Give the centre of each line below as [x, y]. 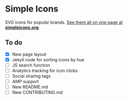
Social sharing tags [31, 76]
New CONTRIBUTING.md [37, 92]
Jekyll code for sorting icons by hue [48, 59]
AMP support [25, 82]
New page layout [29, 54]
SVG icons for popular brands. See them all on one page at [64, 22]
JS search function [31, 65]
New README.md [30, 87]
